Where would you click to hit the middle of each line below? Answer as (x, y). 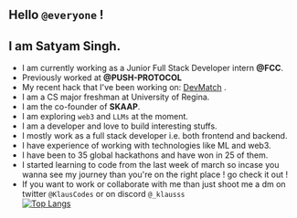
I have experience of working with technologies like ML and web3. (146, 146)
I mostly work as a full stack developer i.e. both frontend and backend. (154, 136)
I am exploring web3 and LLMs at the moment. (105, 117)
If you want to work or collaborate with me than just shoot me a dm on (154, 184)
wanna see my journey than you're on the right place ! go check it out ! (155, 175)
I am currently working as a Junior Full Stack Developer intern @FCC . (153, 68)
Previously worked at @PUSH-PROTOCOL (101, 78)
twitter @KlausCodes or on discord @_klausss (103, 194)
